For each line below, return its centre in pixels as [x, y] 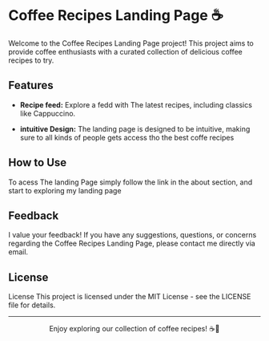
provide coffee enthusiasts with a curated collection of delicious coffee [125, 51]
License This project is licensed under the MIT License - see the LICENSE [130, 297]
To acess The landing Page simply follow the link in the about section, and [130, 182]
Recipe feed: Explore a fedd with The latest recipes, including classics [136, 104]
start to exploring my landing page [65, 190]
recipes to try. [31, 60]
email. [18, 252]
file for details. [32, 305]
